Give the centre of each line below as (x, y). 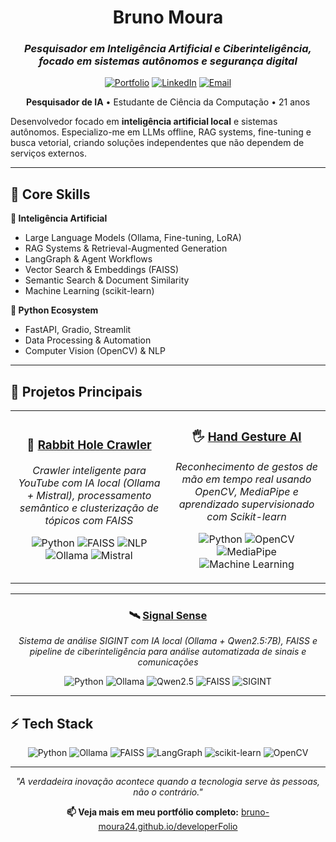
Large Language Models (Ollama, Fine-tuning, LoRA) (133, 238)
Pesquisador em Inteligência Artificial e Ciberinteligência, (167, 49)
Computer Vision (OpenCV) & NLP (95, 351)
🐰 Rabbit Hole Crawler (89, 445)
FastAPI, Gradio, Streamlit (78, 330)
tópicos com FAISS (89, 520)
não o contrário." (168, 792)
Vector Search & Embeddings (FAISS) (102, 270)
